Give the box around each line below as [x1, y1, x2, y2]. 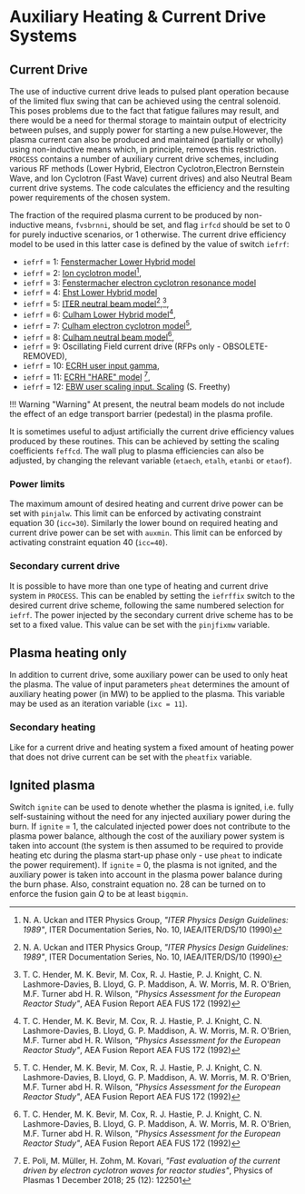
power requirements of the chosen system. [9, 193, 171, 203]
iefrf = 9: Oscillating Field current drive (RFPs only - [22, 341, 221, 352]
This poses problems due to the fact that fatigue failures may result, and [9, 105, 280, 115]
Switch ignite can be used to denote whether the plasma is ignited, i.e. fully [9, 801, 294, 812]
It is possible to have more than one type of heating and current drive [9, 580, 269, 592]
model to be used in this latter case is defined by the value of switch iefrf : [9, 239, 290, 249]
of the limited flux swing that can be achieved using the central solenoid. [9, 95, 281, 106]
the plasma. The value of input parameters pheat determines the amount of [9, 679, 290, 690]
